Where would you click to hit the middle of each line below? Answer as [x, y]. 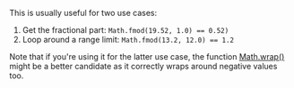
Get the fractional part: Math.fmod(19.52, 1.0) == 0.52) [125, 30]
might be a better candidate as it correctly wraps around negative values [143, 66]
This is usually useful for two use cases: [83, 13]
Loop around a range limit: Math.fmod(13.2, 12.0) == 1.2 [128, 40]
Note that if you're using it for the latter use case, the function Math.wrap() [147, 56]
